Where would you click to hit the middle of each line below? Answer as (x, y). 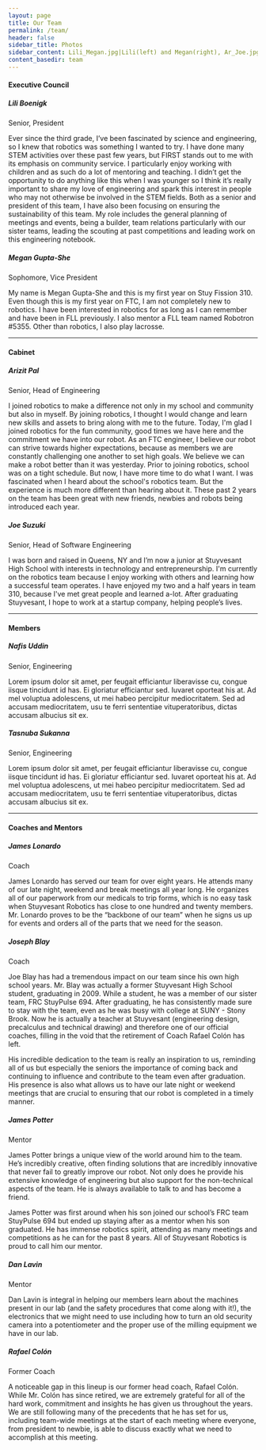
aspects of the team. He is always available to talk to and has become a (125, 1189)
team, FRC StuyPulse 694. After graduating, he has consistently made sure (130, 1002)
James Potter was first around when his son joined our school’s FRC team (129, 1212)
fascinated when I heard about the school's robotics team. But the (116, 481)
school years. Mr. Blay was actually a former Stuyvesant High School (120, 985)
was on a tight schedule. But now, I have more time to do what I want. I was (131, 473)
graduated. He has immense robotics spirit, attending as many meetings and (133, 1229)
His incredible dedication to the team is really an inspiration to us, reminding (132, 1059)
